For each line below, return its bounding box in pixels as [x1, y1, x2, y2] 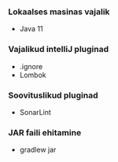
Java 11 [19, 24, 43, 34]
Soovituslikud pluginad [8, 90, 98, 101]
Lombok [19, 70, 47, 79]
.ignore [19, 61, 43, 71]
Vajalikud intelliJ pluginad [8, 44, 109, 55]
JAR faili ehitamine [8, 127, 82, 138]
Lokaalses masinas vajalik [8, 6, 110, 17]
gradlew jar [19, 145, 57, 155]
